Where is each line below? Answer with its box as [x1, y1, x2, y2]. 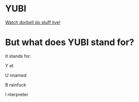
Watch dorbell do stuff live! [5, 19, 61, 25]
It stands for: [5, 53, 31, 59]
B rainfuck [5, 82, 26, 88]
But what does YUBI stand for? [5, 37, 135, 48]
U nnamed [5, 72, 26, 78]
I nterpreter [5, 91, 28, 97]
